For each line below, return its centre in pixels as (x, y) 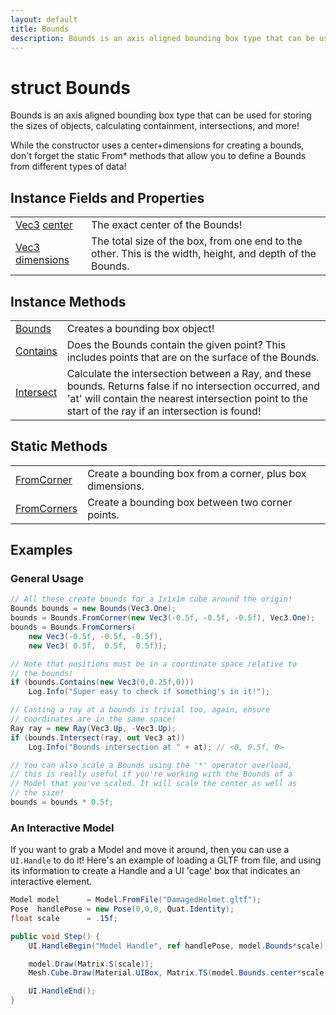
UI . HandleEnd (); (62, 991)
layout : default (44, 19)
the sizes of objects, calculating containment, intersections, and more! (155, 126)
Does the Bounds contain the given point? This (176, 344)
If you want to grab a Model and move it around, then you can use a (150, 850)
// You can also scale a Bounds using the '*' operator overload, (151, 765)
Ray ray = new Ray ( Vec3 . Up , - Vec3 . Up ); (93, 728)
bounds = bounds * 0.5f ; (62, 802)
